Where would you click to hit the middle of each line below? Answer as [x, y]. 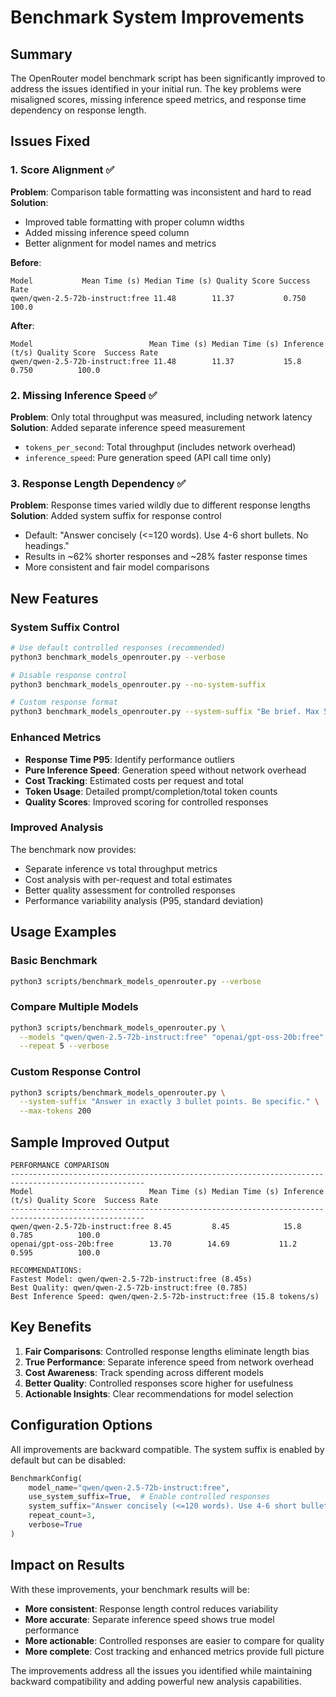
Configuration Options [81, 1425]
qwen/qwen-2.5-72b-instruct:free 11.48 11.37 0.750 [158, 298]
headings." [47, 546]
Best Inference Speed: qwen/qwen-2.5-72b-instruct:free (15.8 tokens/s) [165, 1297]
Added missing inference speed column [107, 232]
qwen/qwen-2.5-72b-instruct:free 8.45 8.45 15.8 [156, 1227]
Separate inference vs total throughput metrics [121, 868]
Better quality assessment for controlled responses [130, 890]
